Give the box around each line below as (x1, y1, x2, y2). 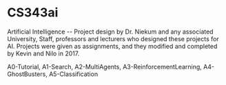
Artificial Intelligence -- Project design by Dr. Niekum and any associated (7, 27, 214, 36)
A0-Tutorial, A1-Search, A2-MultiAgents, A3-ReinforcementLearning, (7, 62, 202, 71)
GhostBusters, (7, 70, 48, 78)
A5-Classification (49, 70, 99, 78)
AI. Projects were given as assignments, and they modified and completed (7, 42, 218, 50)
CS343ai (7, 5, 59, 21)
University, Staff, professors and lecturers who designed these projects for (7, 34, 219, 42)
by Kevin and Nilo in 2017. (7, 49, 80, 58)
